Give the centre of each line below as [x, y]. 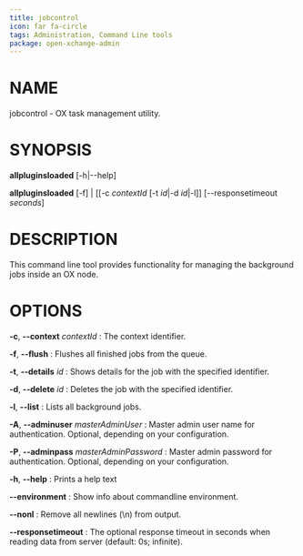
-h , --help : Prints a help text [63, 479]
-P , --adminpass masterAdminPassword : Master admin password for [141, 452]
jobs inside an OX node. [54, 275]
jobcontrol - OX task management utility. [85, 114]
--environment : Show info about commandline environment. [124, 496]
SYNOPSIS [51, 150]
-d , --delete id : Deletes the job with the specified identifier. [121, 389]
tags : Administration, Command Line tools [91, 35]
